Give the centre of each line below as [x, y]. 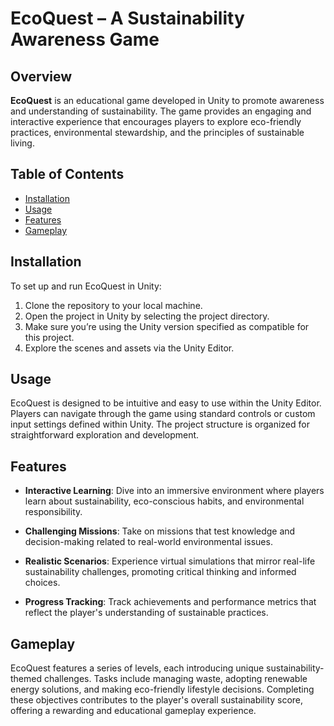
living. [22, 143]
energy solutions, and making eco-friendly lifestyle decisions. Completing [162, 689]
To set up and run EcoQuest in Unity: [86, 286]
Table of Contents [67, 174]
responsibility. [53, 512]
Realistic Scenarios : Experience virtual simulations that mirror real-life [170, 561]
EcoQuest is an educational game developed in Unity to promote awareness [167, 100]
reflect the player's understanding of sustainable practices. [146, 613]
